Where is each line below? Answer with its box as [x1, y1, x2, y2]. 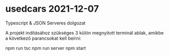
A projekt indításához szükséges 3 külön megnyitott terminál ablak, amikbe [5, 30, 164, 36]
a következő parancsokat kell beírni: [5, 35, 82, 41]
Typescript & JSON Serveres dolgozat [5, 20, 86, 26]
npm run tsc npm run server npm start [5, 45, 86, 51]
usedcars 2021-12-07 [5, 3, 99, 15]
